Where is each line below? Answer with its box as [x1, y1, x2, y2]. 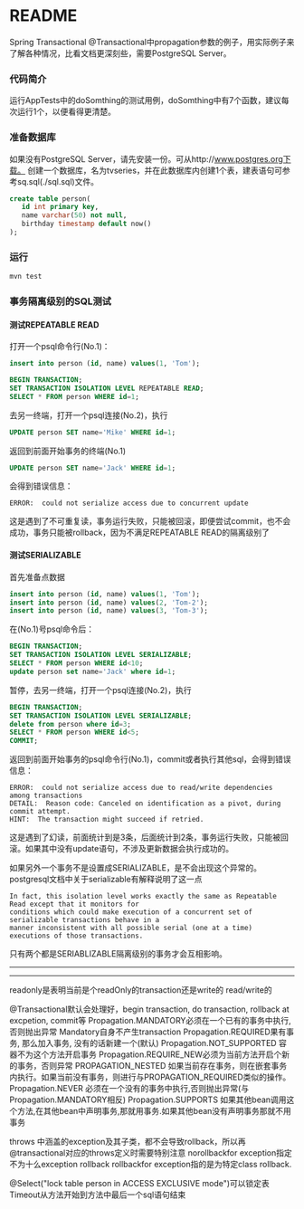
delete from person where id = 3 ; [9, 719, 131, 728]
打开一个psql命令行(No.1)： [9, 341, 110, 352]
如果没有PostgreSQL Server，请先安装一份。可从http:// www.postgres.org [9, 153, 283, 164]
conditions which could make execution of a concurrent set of [9, 908, 253, 917]
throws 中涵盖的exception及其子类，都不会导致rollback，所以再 [9, 1137, 246, 1147]
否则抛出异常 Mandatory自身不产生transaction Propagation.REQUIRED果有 [9, 1026, 287, 1037]
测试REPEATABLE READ [9, 319, 100, 330]
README [9, 5, 78, 26]
